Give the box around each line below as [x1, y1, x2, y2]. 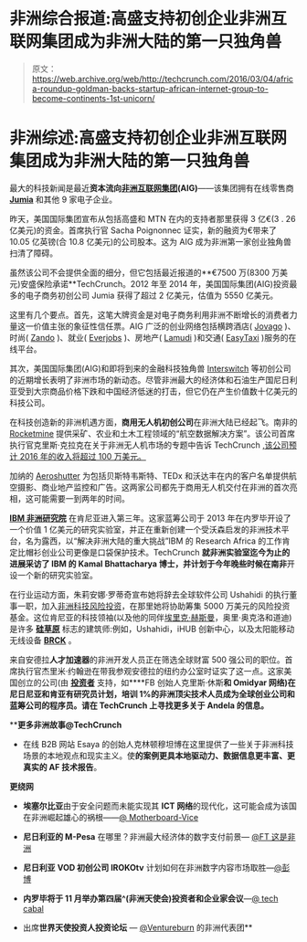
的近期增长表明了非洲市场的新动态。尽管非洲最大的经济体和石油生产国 [9, 374, 274, 385]
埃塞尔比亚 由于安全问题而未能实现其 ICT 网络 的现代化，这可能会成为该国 [22, 800, 297, 811]
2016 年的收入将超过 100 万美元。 [19, 450, 146, 461]
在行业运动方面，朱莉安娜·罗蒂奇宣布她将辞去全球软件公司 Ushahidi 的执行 [9, 588, 290, 599]
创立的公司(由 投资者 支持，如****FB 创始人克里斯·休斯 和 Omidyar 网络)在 [16, 677, 296, 688]
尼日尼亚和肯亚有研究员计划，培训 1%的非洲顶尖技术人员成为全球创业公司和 [9, 688, 295, 699]
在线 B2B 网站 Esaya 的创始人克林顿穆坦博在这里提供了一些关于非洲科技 [22, 738, 294, 749]
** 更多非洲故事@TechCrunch [9, 719, 122, 730]
